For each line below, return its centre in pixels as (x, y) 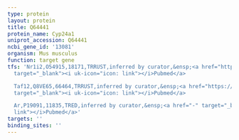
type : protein (28, 14)
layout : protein (31, 21)
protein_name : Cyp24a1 (41, 34)
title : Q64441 (28, 27)
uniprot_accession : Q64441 (47, 41)
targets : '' (25, 119)
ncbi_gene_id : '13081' (41, 47)
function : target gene (41, 60)
